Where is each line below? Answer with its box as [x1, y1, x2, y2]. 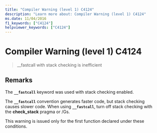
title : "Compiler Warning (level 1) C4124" [5, 7, 94, 12]
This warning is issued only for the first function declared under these [5, 118, 144, 124]
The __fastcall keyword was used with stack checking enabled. [5, 89, 134, 95]
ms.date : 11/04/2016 [5, 16, 47, 21]
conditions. [5, 123, 28, 129]
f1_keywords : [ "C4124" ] [5, 20, 53, 26]
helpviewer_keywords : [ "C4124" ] [5, 25, 70, 30]
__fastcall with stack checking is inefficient [16, 62, 102, 68]
